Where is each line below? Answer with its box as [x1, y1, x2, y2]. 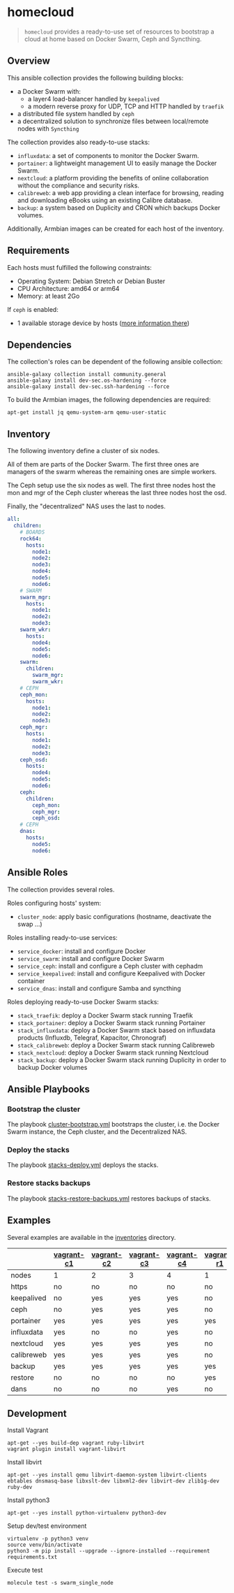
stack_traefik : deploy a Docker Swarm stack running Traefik [17, 1011, 194, 1020]
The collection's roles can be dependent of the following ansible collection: [7, 357, 223, 366]
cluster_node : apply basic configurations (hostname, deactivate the [17, 912, 212, 920]
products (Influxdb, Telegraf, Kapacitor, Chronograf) [17, 1033, 167, 1042]
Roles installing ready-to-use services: [7, 933, 118, 941]
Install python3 [7, 1496, 50, 1504]
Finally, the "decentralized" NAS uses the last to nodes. [7, 502, 166, 510]
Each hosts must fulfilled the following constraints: [7, 263, 152, 271]
